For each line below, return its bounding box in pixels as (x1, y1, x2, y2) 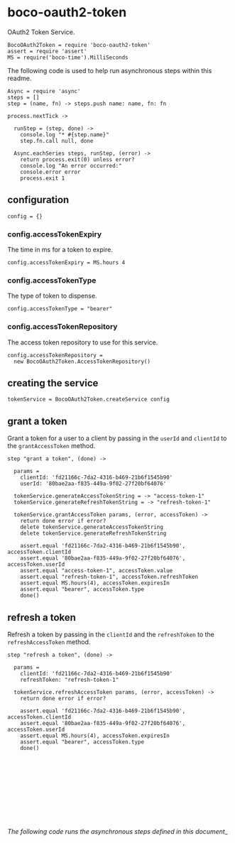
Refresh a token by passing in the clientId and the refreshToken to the (7, 630, 214, 639)
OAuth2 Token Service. (7, 28, 75, 36)
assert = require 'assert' (7, 48, 87, 55)
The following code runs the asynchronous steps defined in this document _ (7, 827, 229, 835)
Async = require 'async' (7, 87, 81, 94)
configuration (7, 194, 70, 206)
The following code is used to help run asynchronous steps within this (7, 66, 212, 75)
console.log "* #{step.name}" (20, 131, 110, 138)
